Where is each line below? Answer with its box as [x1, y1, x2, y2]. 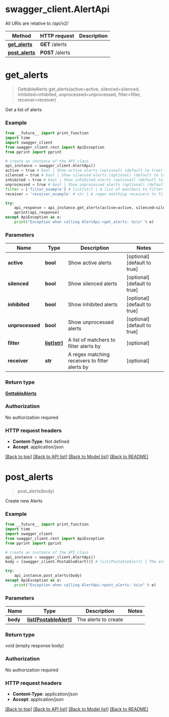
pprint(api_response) [14, 210, 59, 215]
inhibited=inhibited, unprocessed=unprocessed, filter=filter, [17, 91, 142, 97]
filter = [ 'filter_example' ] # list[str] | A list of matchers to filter [5, 187, 163, 192]
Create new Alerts [5, 498, 43, 504]
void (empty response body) [5, 643, 64, 649]
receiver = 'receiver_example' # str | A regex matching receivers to [5, 191, 156, 197]
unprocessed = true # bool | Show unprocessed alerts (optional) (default [5, 182, 165, 187]
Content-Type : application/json [12, 691, 78, 697]
